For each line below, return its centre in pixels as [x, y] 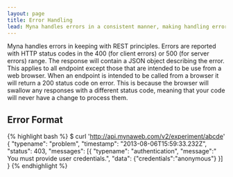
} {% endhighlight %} [37, 166]
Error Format [35, 120]
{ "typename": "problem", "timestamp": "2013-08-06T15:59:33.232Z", [107, 144]
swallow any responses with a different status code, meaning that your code [116, 90]
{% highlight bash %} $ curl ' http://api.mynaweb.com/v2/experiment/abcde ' [116, 137]
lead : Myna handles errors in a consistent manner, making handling [108, 26]
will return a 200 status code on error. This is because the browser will [108, 83]
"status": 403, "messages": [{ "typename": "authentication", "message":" [112, 151]
